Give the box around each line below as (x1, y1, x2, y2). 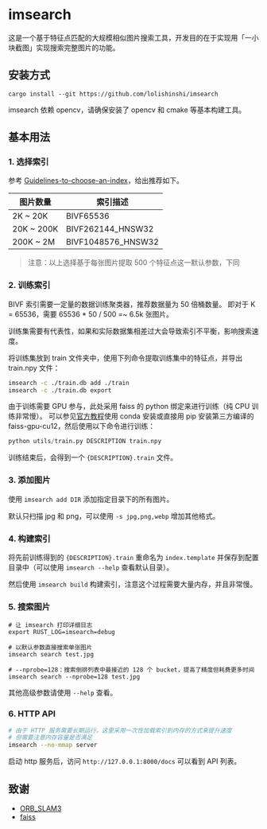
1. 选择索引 (8, 157, 49, 168)
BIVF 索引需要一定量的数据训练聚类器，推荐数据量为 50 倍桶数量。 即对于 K (8, 299, 256, 309)
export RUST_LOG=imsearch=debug (8, 629, 115, 636)
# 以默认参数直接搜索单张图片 (8, 644, 93, 652)
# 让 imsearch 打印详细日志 (8, 621, 93, 629)
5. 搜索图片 (8, 601, 51, 612)
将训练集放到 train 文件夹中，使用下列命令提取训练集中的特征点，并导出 (8, 352, 243, 363)
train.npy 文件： (8, 363, 60, 372)
